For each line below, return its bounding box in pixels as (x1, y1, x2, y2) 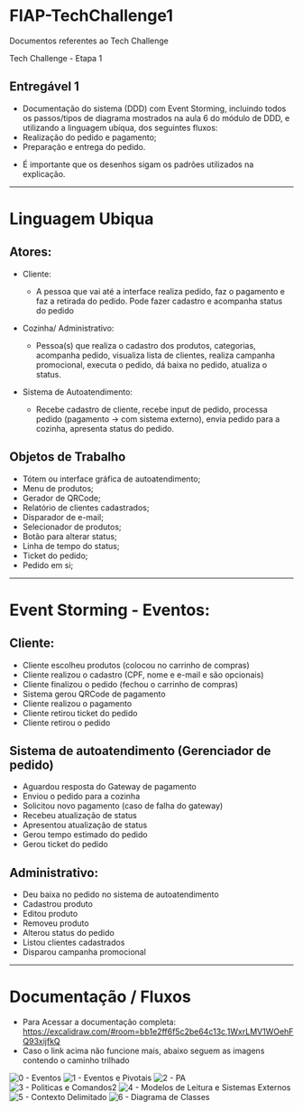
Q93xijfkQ (22, 1036, 60, 1047)
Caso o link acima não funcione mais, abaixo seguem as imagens (22, 1045, 265, 1057)
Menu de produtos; (22, 482, 95, 493)
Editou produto (22, 909, 78, 920)
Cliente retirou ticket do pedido (22, 707, 138, 718)
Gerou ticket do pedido (22, 839, 108, 850)
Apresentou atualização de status (22, 819, 148, 831)
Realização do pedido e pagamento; (22, 132, 157, 143)
